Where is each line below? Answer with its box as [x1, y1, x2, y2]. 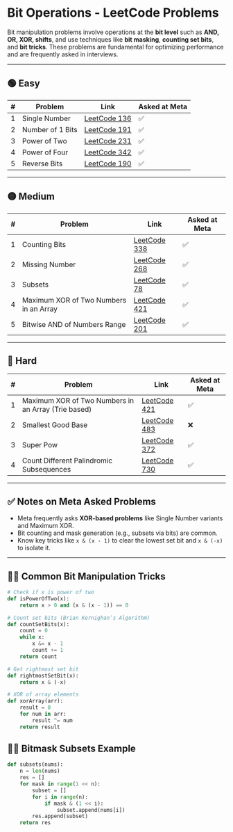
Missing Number [21, 259, 76, 269]
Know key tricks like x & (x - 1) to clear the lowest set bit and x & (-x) [17, 536, 223, 545]
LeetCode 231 [84, 136, 132, 145]
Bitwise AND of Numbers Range [21, 319, 126, 329]
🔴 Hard [7, 355, 37, 367]
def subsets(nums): [7, 761, 64, 768]
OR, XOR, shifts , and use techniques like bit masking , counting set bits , [7, 35, 214, 43]
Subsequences [21, 465, 71, 474]
